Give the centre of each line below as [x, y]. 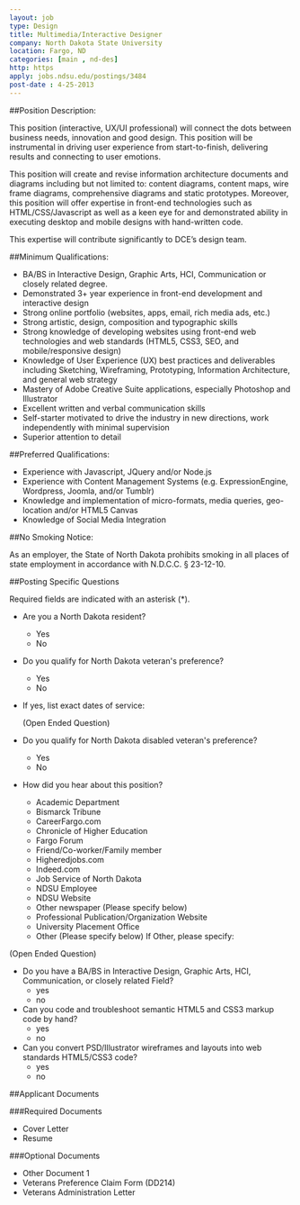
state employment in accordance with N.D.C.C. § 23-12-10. [118, 564]
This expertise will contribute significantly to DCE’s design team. [128, 239]
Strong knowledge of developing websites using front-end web [139, 331]
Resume [37, 1138]
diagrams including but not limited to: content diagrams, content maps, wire [149, 183]
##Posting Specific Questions [64, 581]
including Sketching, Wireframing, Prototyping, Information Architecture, [156, 369]
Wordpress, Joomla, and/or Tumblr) [88, 491]
